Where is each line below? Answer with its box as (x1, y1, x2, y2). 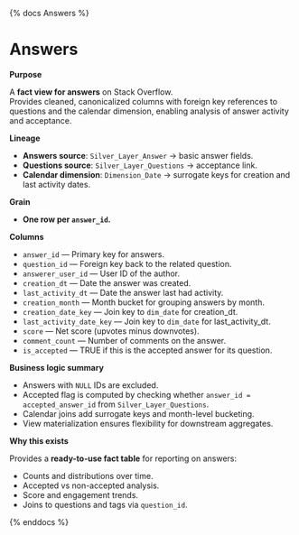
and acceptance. (9, 115, 72, 125)
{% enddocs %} (9, 516, 70, 527)
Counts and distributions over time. (22, 470, 154, 481)
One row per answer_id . (22, 214, 111, 225)
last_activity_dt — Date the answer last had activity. (22, 287, 224, 298)
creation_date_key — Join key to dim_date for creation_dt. (22, 306, 238, 317)
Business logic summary (9, 362, 104, 373)
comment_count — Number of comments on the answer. (22, 335, 227, 346)
